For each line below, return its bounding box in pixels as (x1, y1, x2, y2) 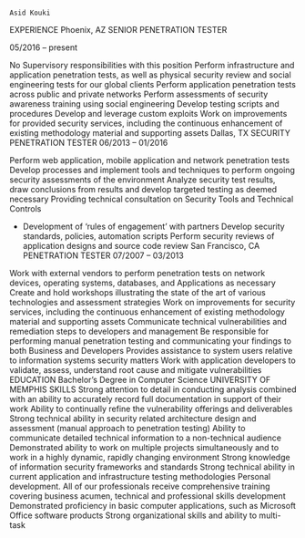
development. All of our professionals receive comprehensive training (9, 481, 270, 491)
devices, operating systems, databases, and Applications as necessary (9, 277, 276, 288)
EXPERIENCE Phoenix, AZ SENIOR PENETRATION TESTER (9, 25, 228, 35)
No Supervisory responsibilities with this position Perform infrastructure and (9, 60, 295, 70)
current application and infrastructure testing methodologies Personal (9, 471, 271, 481)
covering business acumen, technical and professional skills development (9, 491, 286, 502)
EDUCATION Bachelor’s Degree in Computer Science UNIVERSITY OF (9, 375, 271, 385)
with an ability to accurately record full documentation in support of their (9, 394, 282, 404)
